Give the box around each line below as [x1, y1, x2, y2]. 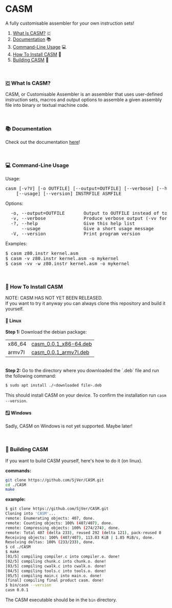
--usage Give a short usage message [21, 226, 154, 231]
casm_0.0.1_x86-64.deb [31, 340, 92, 347]
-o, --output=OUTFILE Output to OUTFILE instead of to [10, 210, 167, 216]
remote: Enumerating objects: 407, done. [5, 516, 95, 521]
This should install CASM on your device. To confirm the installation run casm [5, 392, 166, 398]
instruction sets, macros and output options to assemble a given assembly [5, 97, 162, 103]
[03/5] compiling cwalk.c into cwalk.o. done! [5, 563, 106, 568]
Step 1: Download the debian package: [5, 329, 87, 335]
